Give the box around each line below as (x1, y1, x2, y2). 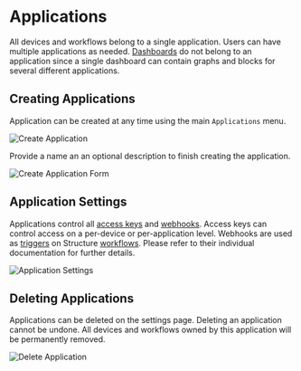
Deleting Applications (9, 290, 134, 306)
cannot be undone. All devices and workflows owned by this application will (9, 324, 292, 336)
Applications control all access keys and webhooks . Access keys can (9, 218, 268, 229)
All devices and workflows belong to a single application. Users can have (9, 36, 282, 47)
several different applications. (9, 65, 120, 76)
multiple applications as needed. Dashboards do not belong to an (9, 45, 252, 56)
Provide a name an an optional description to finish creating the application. (9, 150, 291, 161)
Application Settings (9, 195, 127, 210)
